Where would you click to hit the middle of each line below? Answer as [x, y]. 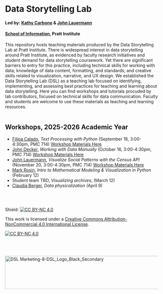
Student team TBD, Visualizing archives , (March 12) [64, 180]
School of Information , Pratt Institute [43, 34]
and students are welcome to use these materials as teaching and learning [79, 101]
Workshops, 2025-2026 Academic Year [67, 127]
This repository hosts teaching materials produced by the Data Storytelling [80, 44]
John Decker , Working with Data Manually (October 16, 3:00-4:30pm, [82, 149]
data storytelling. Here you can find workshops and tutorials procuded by [78, 91]
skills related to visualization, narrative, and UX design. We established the [79, 75]
